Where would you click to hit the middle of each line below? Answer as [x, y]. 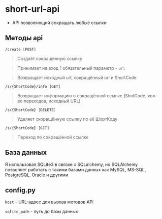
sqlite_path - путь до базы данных [42, 212]
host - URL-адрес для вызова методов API [49, 202]
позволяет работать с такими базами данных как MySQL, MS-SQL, [76, 169]
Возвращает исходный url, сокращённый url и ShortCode [77, 78]
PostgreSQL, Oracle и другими [37, 175]
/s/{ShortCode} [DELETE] [31, 110]
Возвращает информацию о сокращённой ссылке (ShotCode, [82, 96]
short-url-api [32, 9]
